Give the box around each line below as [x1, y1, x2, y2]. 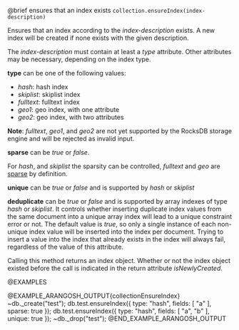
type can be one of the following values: [7, 69, 126, 77]
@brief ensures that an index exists [7, 6, 111, 14]
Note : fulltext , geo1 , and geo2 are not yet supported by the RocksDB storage [7, 127, 233, 135]
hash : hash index [17, 83, 68, 91]
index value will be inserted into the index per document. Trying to [29, 227, 224, 236]
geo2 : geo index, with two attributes [17, 113, 124, 121]
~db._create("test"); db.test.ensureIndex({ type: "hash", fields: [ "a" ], [7, 299, 212, 307]
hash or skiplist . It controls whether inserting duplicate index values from [7, 205, 222, 213]
